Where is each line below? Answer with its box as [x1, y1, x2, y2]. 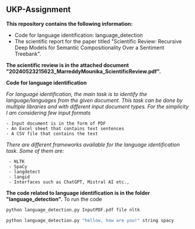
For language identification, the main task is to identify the [6, 90, 148, 97]
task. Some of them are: [6, 147, 64, 154]
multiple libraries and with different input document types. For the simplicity [6, 102, 189, 110]
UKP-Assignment [6, 5, 71, 15]
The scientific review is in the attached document [6, 61, 129, 69]
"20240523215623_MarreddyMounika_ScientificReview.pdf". [6, 67, 161, 75]
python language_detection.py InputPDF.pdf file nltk [6, 207, 141, 213]
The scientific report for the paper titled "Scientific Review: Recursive [14, 37, 182, 45]
